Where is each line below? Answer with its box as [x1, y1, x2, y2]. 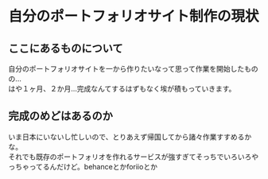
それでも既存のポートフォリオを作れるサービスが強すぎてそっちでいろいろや [8, 152, 259, 161]
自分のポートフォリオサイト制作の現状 [8, 7, 260, 25]
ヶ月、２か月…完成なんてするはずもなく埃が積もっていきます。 [29, 84, 236, 93]
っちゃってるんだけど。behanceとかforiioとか [8, 161, 157, 171]
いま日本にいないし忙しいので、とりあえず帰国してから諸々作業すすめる [8, 132, 245, 142]
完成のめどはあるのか [8, 109, 113, 123]
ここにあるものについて [8, 41, 123, 55]
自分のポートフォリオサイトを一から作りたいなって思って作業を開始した [8, 64, 245, 73]
